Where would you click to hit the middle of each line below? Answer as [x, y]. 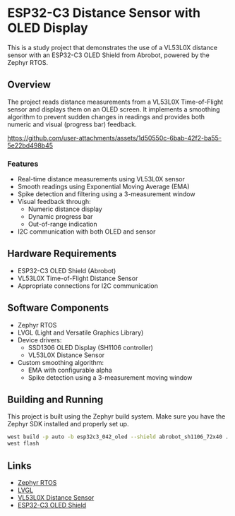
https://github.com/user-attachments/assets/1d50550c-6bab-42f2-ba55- [115, 138]
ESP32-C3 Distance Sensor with [104, 13]
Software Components [58, 308]
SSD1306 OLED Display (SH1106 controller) [91, 347]
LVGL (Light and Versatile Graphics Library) [80, 332]
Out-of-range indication [62, 224]
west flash [23, 444]
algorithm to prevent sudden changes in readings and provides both [106, 116]
